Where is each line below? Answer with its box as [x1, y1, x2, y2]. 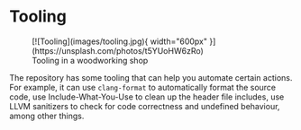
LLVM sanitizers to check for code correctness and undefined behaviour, [9, 100, 280, 111]
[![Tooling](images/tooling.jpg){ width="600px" [32, 36, 208, 47]
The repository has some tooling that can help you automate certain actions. [9, 72, 293, 82]
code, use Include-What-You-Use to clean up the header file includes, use [9, 91, 285, 102]
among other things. [9, 110, 85, 121]
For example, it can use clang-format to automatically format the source [9, 82, 277, 92]
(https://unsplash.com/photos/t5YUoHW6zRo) [32, 45, 205, 56]
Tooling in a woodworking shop [32, 55, 149, 65]
